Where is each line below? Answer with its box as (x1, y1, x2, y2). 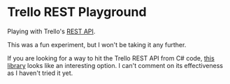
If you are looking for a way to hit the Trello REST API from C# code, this (7, 53, 215, 62)
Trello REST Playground (7, 4, 147, 20)
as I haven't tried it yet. (7, 69, 73, 77)
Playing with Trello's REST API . (7, 27, 96, 35)
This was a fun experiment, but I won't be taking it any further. (7, 40, 187, 49)
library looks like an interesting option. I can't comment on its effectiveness (7, 61, 224, 69)
